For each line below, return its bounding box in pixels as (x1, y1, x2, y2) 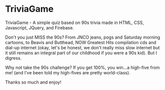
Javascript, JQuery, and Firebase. (5, 24, 74, 30)
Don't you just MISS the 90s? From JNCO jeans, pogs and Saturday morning (5, 34, 161, 40)
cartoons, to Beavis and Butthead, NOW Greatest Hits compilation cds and (5, 39, 157, 45)
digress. (5, 55, 22, 61)
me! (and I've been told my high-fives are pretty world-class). (5, 69, 130, 75)
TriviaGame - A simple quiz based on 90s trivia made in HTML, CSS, (5, 20, 144, 25)
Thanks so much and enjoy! (5, 79, 62, 85)
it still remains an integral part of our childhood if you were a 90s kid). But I (5, 50, 157, 56)
